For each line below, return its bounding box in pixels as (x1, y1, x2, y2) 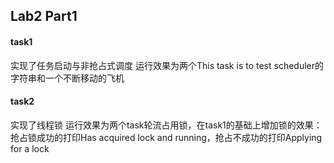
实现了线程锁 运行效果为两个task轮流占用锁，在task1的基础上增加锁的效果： (10, 119, 323, 131)
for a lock (10, 142, 50, 154)
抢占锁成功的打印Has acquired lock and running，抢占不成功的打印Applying (10, 131, 323, 143)
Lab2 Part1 (10, 8, 78, 25)
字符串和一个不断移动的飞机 (10, 72, 125, 84)
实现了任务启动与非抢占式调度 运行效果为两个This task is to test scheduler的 (10, 59, 324, 71)
